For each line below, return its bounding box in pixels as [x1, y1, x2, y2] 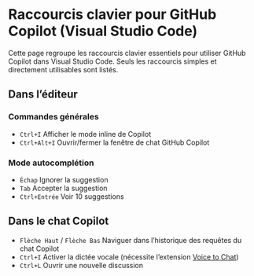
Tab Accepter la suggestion [19, 183, 108, 193]
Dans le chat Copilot [8, 215, 109, 228]
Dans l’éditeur [8, 88, 79, 101]
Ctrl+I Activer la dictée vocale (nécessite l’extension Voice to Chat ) [19, 252, 239, 261]
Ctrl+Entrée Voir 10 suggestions [19, 191, 124, 201]
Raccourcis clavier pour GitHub [8, 6, 217, 24]
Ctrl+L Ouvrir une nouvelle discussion [19, 260, 144, 270]
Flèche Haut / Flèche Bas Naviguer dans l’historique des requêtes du [19, 235, 242, 245]
